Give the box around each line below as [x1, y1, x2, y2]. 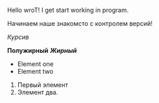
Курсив [7, 33, 29, 41]
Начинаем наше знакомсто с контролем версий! [7, 19, 153, 27]
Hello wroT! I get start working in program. [7, 6, 129, 14]
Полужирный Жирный [7, 47, 77, 54]
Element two [17, 68, 54, 75]
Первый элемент [17, 81, 68, 89]
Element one [17, 60, 54, 68]
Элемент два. [17, 88, 59, 96]
